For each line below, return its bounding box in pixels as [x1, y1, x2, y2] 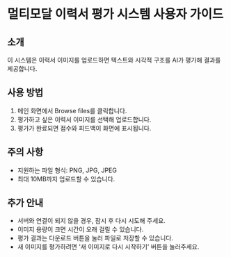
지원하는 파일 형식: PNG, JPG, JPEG [17, 166, 117, 174]
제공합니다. [7, 65, 38, 73]
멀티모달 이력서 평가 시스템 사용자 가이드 [7, 6, 224, 22]
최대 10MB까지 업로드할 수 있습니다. [17, 174, 115, 183]
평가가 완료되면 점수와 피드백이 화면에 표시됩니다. [17, 124, 152, 132]
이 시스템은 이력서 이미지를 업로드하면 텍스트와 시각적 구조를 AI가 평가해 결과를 [7, 56, 221, 64]
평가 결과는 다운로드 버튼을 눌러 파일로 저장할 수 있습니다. [17, 234, 174, 242]
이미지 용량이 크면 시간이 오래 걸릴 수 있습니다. [17, 225, 144, 233]
